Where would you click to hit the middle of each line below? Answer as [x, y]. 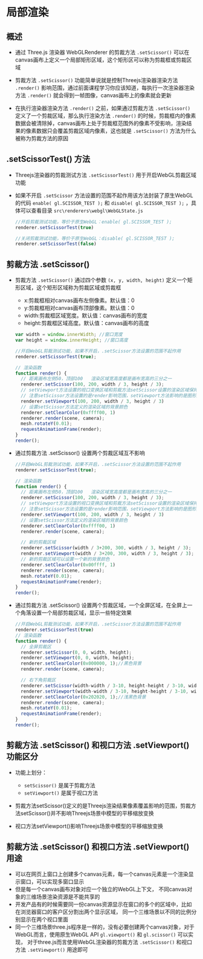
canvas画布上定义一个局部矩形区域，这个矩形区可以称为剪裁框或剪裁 [101, 60]
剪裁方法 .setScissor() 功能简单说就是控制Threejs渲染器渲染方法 [96, 80]
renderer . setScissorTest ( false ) [56, 244]
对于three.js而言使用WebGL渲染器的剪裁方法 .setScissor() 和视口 [109, 942]
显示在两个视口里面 [44, 919]
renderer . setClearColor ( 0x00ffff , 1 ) [68, 565]
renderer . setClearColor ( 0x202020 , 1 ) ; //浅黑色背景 [83, 697]
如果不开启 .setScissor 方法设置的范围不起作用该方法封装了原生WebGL [104, 195]
